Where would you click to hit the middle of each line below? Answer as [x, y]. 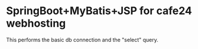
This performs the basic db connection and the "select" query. [82, 40]
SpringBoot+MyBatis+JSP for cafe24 [99, 11]
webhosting [36, 23]
